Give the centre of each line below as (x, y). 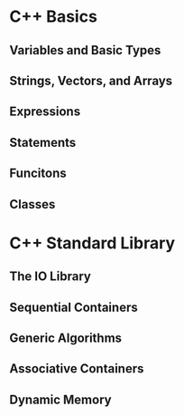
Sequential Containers (74, 307)
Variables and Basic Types (85, 50)
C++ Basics (53, 17)
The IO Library (51, 277)
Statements (43, 142)
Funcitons (38, 174)
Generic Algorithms (66, 338)
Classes (32, 204)
